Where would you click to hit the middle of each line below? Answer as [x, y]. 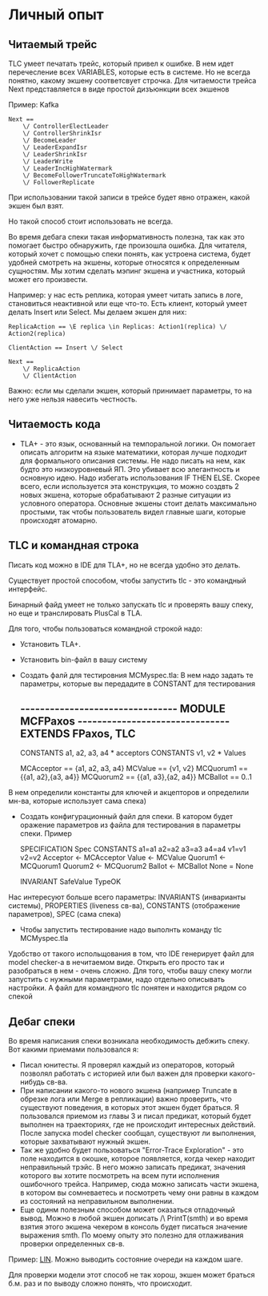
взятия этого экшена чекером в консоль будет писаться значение [134, 1227]
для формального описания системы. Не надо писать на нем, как [132, 460]
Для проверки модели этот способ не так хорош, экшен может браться [132, 1275]
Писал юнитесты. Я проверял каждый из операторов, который [127, 1065]
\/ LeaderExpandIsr [55, 147]
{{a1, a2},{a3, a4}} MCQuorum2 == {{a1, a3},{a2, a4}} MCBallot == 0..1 [136, 777]
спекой [21, 996]
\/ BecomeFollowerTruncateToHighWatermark [94, 176]
